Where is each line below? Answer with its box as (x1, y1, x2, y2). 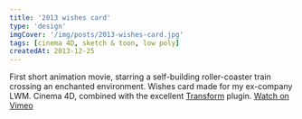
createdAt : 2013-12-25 (9, 47, 95, 56)
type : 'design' (9, 22, 67, 31)
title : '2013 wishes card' (9, 13, 111, 23)
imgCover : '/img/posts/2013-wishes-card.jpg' (9, 30, 184, 39)
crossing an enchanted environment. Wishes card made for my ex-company (9, 81, 293, 92)
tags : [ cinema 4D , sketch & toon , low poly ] (9, 38, 180, 48)
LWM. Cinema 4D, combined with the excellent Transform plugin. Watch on (9, 91, 289, 102)
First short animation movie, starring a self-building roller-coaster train (9, 71, 271, 82)
